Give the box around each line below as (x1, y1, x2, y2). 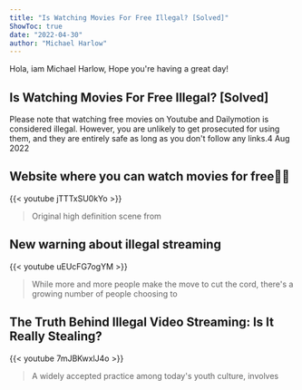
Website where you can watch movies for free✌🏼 (9, 169, 290, 184)
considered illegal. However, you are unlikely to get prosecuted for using (9, 123, 280, 134)
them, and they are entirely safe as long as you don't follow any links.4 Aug (9, 133, 290, 144)
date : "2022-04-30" (9, 30, 83, 39)
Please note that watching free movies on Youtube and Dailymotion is (9, 114, 269, 125)
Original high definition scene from (31, 210, 161, 221)
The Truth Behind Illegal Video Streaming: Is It (9, 315, 275, 330)
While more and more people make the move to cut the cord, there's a (31, 278, 294, 289)
